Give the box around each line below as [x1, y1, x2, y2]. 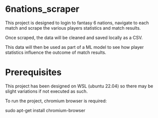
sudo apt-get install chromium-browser [5, 107, 85, 113]
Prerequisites [5, 67, 62, 78]
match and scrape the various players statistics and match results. [5, 25, 141, 31]
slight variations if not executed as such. [5, 88, 88, 94]
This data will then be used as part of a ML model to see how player [5, 44, 144, 50]
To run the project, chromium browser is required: [5, 98, 107, 104]
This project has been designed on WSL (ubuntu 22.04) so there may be [5, 83, 154, 89]
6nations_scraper [5, 3, 79, 15]
